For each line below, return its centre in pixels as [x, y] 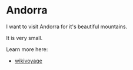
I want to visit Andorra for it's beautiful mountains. [67, 26]
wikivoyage [28, 61]
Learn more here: [27, 49]
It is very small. [24, 38]
